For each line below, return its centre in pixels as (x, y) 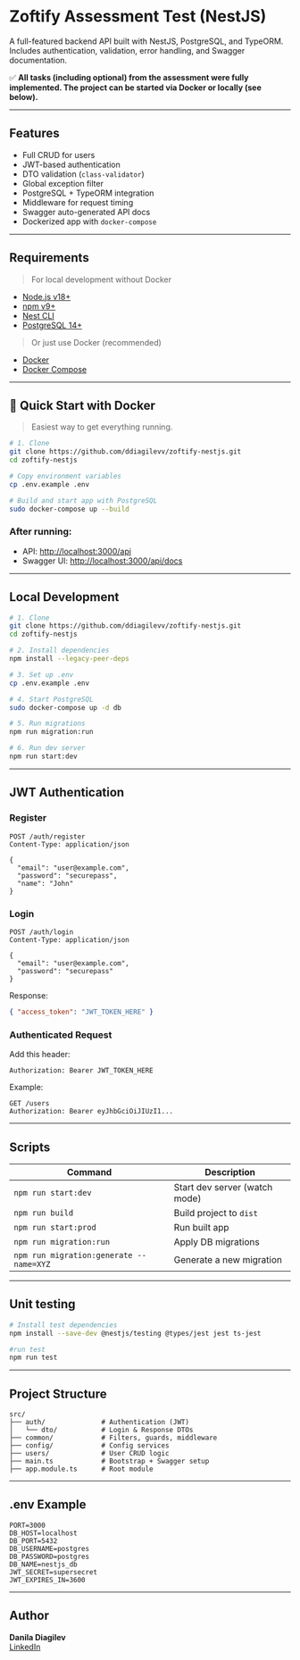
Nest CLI (38, 315)
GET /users (29, 1104)
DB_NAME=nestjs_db (43, 1564)
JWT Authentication (67, 792)
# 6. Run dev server (48, 748)
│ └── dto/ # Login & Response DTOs (101, 1431)
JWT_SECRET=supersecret (54, 1572)
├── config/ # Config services (89, 1446)
